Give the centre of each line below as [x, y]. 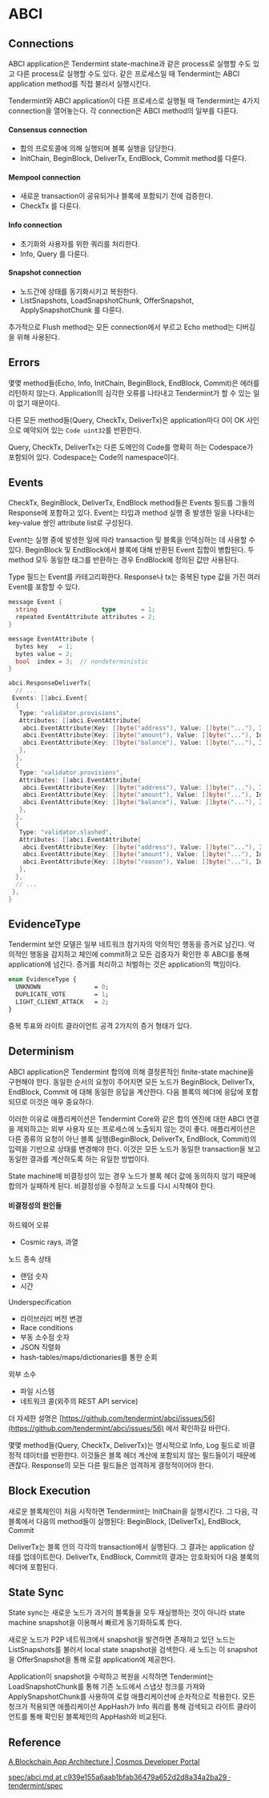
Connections [41, 44]
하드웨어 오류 [29, 1225]
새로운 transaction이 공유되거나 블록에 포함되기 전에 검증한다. [116, 196]
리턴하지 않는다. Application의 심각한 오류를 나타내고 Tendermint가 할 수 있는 [130, 392]
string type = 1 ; [86, 609]
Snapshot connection [45, 272]
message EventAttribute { [51, 639]
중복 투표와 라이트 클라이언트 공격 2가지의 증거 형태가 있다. [100, 1025]
